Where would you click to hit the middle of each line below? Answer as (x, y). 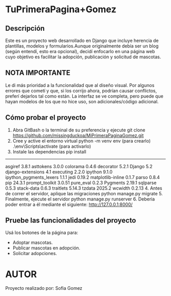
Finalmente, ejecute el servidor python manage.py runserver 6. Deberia (80, 199)
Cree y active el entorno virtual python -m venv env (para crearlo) (82, 141)
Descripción (25, 28)
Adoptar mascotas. (33, 243)
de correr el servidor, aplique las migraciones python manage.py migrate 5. (84, 193)
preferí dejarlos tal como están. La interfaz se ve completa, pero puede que (84, 96)
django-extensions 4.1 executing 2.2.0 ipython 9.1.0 (59, 172)
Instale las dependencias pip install (49, 151)
